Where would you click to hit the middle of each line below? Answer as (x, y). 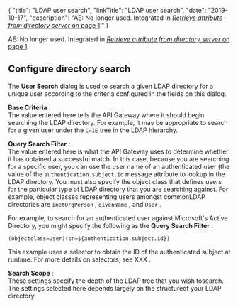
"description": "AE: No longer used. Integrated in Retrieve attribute (126, 18)
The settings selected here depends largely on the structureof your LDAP (115, 288)
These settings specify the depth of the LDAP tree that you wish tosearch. (116, 281)
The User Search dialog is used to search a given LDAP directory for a (111, 86)
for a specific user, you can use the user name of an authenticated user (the (119, 166)
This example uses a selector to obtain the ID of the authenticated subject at (119, 252)
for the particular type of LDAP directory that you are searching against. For (118, 189)
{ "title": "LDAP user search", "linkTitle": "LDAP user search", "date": (107, 10)
